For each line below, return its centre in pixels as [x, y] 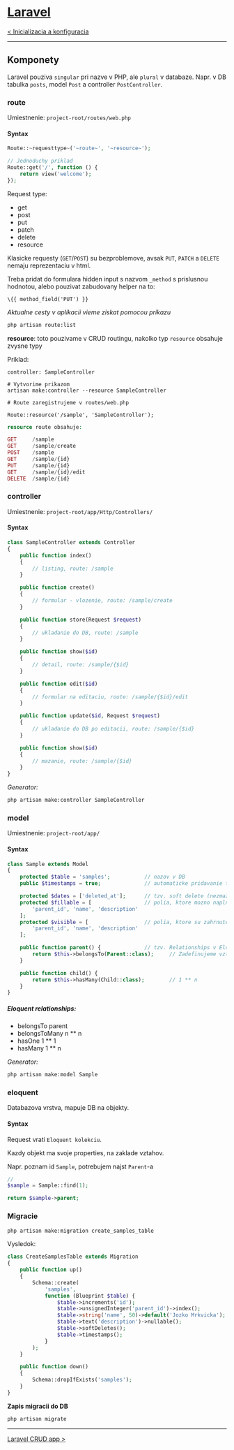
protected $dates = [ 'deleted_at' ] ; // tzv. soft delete [112, 896]
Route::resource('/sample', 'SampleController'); [81, 415]
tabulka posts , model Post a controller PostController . [85, 84]
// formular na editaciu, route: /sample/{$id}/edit [110, 697]
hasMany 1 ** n [39, 1048]
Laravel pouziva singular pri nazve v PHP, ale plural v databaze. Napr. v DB [117, 77]
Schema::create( [56, 1282]
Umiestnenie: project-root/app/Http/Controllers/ [80, 511]
